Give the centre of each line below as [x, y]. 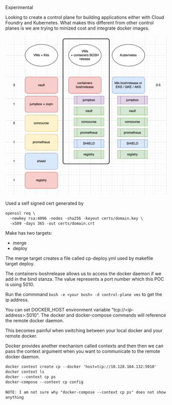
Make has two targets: [29, 233]
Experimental [19, 7]
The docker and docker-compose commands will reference [103, 315]
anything [15, 397]
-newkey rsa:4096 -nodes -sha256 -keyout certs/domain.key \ [77, 218]
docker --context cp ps [31, 377]
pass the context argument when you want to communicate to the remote [83, 351]
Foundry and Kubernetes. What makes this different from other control [80, 23]
